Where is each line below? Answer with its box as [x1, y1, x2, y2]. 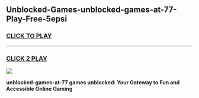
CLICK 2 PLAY [6, 54, 47, 62]
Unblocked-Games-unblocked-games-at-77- [6, 5, 177, 15]
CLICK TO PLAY [6, 32, 52, 40]
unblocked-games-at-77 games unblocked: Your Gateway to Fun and [6, 78, 180, 86]
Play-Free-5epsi [6, 14, 67, 24]
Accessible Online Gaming [6, 85, 73, 92]
